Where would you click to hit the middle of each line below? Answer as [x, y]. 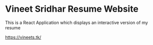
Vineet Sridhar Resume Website [72, 9]
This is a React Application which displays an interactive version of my [76, 22]
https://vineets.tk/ [23, 37]
